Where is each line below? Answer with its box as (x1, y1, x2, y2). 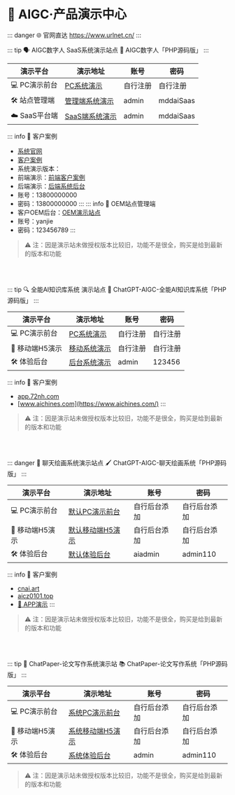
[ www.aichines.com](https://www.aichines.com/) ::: (17, 399, 166, 408)
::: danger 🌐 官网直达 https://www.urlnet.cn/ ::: (7, 31, 142, 39)
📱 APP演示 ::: (17, 600, 55, 608)
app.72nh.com (17, 392, 59, 400)
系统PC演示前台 (68, 707, 120, 717)
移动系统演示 (69, 343, 112, 353)
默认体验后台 (68, 550, 111, 560)
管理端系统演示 (64, 96, 114, 106)
